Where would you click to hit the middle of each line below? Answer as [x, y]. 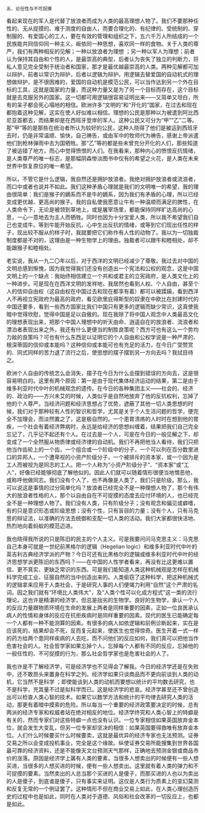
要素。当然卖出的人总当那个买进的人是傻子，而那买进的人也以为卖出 [113, 773]
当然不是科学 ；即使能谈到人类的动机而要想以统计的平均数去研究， [106, 682]
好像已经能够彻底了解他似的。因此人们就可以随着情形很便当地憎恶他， [108, 472]
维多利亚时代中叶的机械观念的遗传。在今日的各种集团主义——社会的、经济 [100, 388]
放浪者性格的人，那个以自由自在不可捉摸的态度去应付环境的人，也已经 [105, 495]
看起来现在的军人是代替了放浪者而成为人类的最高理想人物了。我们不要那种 [100, 21]
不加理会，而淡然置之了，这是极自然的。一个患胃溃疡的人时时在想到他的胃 [105, 419]
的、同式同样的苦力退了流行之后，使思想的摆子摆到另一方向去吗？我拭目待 [100, 352]
